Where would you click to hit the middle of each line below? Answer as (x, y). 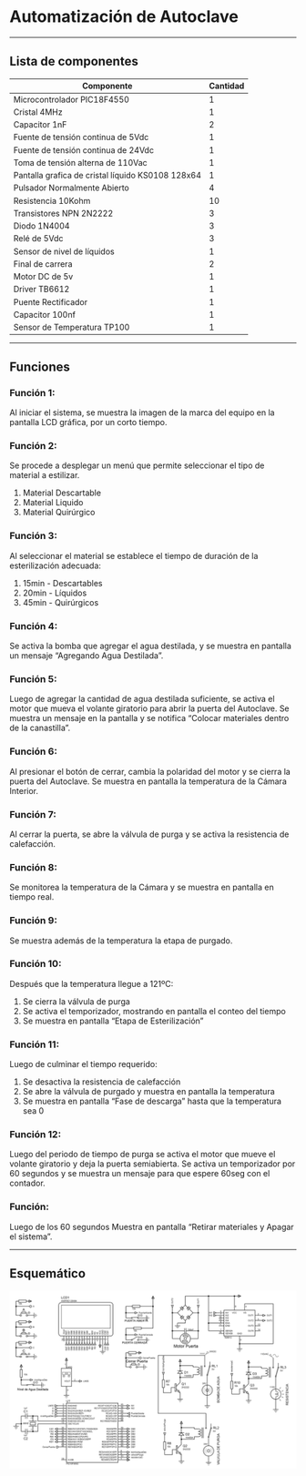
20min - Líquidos (55, 593)
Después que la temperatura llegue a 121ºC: (92, 983)
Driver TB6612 (41, 290)
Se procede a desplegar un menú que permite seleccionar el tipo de (137, 465)
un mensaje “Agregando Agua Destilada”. (87, 656)
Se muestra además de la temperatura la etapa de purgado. (121, 941)
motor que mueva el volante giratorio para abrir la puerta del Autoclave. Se (149, 708)
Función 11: (35, 1044)
